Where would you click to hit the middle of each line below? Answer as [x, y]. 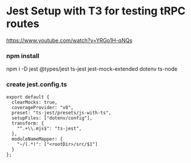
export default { [28, 97]
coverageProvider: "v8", [43, 107]
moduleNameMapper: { [37, 139]
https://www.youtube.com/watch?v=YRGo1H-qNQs [69, 40]
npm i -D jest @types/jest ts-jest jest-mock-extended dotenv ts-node [92, 69]
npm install [23, 56]
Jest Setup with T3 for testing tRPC [96, 11]
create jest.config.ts [37, 84]
